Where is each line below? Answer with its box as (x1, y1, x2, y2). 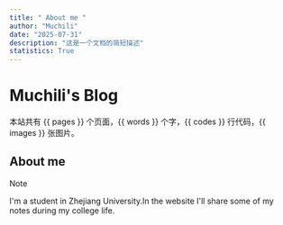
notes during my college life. (9, 204, 115, 216)
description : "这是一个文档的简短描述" (9, 38, 144, 48)
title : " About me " (9, 13, 87, 22)
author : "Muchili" (9, 22, 78, 31)
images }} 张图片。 (9, 128, 79, 139)
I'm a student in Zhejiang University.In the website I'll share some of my (9, 195, 275, 206)
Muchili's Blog (9, 85, 119, 106)
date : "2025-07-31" (9, 30, 83, 39)
